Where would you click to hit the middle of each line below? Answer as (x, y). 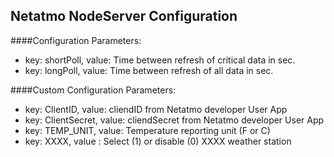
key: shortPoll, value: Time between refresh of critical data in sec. (160, 60)
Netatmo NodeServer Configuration (124, 16)
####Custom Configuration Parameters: (93, 90)
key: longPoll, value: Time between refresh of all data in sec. (149, 70)
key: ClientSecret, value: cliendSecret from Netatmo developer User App (174, 120)
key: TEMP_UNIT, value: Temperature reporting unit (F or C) (147, 130)
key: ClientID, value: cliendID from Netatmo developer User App (156, 109)
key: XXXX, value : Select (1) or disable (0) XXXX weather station (158, 141)
